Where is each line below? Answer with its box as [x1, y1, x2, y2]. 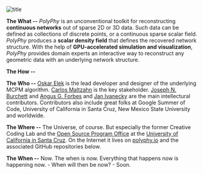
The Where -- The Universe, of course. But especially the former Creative [6, 124, 191, 130]
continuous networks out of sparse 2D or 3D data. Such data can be [6, 24, 179, 31]
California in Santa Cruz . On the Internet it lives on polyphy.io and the [6, 136, 179, 144]
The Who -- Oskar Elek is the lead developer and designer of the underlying [6, 79, 197, 87]
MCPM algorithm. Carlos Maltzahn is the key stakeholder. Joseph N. [6, 86, 177, 93]
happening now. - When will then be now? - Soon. [6, 161, 131, 168]
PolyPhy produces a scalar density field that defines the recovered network [6, 37, 197, 44]
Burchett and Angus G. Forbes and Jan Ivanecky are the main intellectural [6, 93, 191, 99]
